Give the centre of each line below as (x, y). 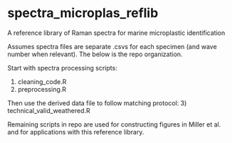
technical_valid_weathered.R (49, 110)
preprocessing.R (42, 89)
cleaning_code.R (42, 81)
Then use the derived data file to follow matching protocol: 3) (97, 103)
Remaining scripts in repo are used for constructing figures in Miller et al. (114, 124)
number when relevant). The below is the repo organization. (95, 54)
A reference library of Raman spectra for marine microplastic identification (116, 33)
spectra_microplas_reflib (83, 13)
